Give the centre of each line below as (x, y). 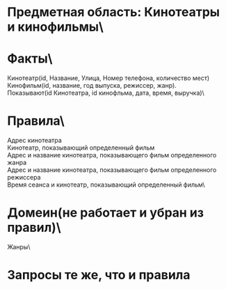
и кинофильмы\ (56, 27)
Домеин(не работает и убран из (105, 213)
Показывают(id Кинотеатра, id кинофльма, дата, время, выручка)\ (106, 93)
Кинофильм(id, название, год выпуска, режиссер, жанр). (92, 86)
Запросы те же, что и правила (99, 275)
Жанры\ (19, 247)
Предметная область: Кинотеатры (114, 12)
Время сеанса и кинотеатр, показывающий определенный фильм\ (106, 185)
